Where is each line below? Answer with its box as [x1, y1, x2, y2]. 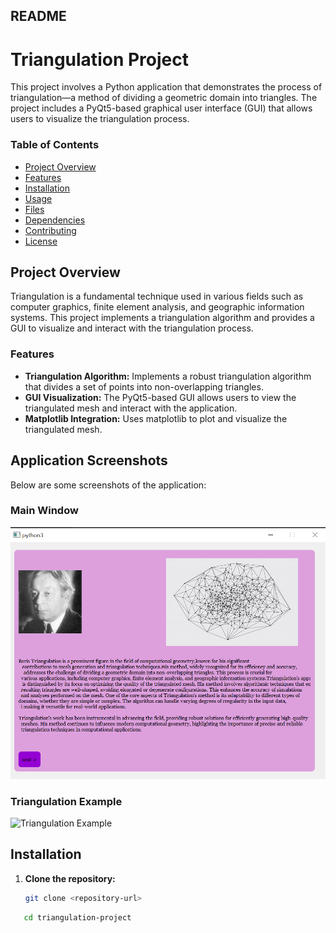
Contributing [24, 224, 77, 236]
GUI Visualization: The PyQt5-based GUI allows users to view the [24, 391, 297, 403]
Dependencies [24, 214, 86, 226]
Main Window [10, 504, 79, 518]
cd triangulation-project [23, 912, 132, 923]
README [10, 8, 67, 25]
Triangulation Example [10, 794, 123, 808]
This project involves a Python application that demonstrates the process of [10, 81, 323, 93]
